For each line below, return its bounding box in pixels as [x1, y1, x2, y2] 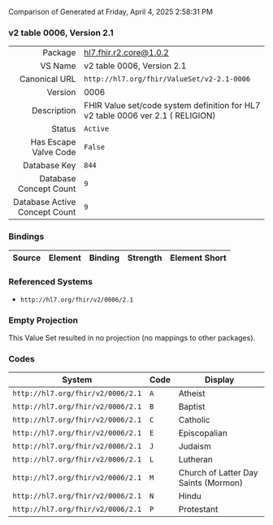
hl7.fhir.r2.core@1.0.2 [84, 47, 169, 59]
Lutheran [178, 454, 213, 466]
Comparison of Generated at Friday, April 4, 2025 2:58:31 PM [8, 7, 214, 16]
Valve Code [32, 146, 76, 158]
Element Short [170, 252, 227, 263]
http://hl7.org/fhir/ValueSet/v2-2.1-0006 [84, 75, 250, 84]
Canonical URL [19, 73, 76, 85]
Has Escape [30, 137, 76, 148]
